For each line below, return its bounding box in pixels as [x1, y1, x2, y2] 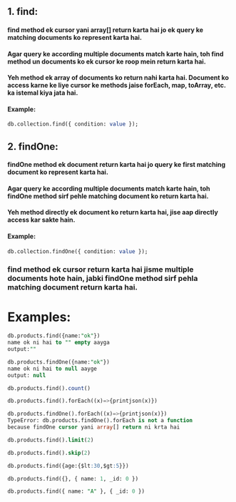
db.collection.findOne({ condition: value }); [7, 247, 148, 255]
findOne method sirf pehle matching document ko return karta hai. [7, 192, 209, 200]
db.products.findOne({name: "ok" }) [7, 358, 111, 366]
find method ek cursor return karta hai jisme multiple [7, 265, 194, 275]
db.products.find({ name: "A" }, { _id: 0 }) [7, 488, 145, 495]
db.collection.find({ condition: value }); [7, 121, 139, 128]
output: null [7, 372, 46, 379]
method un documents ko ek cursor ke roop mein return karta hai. [7, 57, 207, 66]
